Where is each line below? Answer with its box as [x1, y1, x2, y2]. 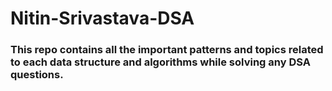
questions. [10, 68, 64, 82]
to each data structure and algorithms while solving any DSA [10, 55, 311, 69]
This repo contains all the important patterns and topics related [10, 43, 324, 57]
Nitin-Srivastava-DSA [10, 7, 195, 30]
